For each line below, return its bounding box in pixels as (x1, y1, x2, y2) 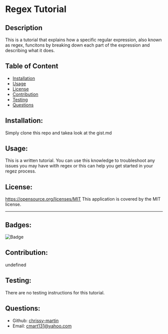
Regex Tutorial (5, 4, 66, 15)
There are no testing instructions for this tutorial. (5, 289, 105, 295)
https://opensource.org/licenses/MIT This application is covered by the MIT (5, 196, 161, 202)
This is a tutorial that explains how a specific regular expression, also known (5, 37, 162, 43)
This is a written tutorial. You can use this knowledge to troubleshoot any (5, 157, 155, 163)
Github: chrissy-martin (12, 317, 59, 323)
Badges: (5, 221, 31, 229)
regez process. (5, 168, 36, 174)
